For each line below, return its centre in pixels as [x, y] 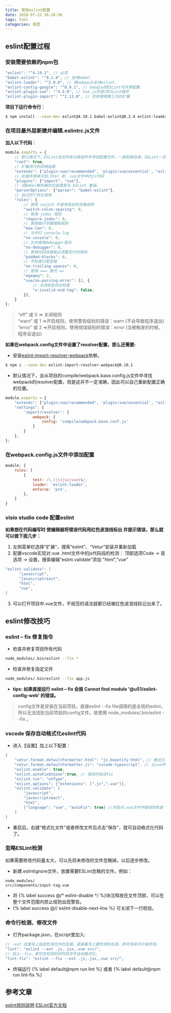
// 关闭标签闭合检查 [51, 285]
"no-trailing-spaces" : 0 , [51, 266]
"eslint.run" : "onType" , [41, 779]
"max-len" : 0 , [38, 228]
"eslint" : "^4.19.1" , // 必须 [36, 73]
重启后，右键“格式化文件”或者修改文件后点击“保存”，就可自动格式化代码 [88, 827]
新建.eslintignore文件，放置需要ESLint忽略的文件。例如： [72, 871]
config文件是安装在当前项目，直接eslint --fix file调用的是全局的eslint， [92, 706]
